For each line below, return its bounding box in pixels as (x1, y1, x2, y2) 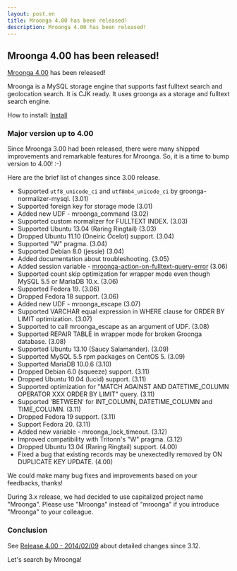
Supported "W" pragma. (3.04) (17, 240, 108, 248)
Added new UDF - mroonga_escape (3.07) (17, 300, 141, 308)
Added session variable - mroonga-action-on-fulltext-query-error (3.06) (17, 263, 228, 271)
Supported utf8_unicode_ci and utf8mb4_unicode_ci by (17, 187, 178, 195)
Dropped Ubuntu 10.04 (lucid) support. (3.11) (17, 375, 147, 383)
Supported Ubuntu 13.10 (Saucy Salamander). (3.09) (17, 345, 169, 354)
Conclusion (7, 525, 48, 535)
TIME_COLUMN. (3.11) (17, 405, 81, 414)
